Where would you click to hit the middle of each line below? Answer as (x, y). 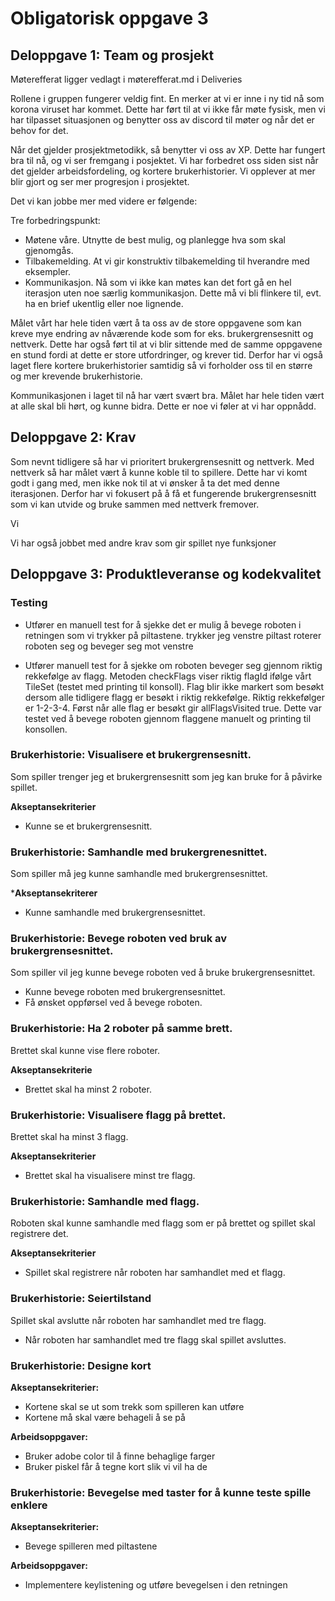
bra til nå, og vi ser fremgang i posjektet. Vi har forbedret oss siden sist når (164, 160)
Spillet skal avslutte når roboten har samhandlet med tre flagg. (138, 1320)
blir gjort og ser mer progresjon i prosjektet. (100, 181)
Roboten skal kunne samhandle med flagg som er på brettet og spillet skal (163, 1223)
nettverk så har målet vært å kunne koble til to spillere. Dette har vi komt (159, 472)
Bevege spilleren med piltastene (91, 1546)
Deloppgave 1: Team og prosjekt (112, 55)
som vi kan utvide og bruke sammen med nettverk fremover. (135, 504)
